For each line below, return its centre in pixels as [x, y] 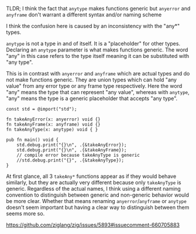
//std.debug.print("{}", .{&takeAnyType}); [71, 160]
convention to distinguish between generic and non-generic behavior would [97, 195]
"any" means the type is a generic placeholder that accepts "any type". [92, 98]
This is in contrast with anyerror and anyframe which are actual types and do [98, 73]
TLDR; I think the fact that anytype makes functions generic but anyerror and [98, 8]
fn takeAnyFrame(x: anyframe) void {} [53, 125]
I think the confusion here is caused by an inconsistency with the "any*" [93, 26]
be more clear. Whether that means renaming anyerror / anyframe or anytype [97, 201]
